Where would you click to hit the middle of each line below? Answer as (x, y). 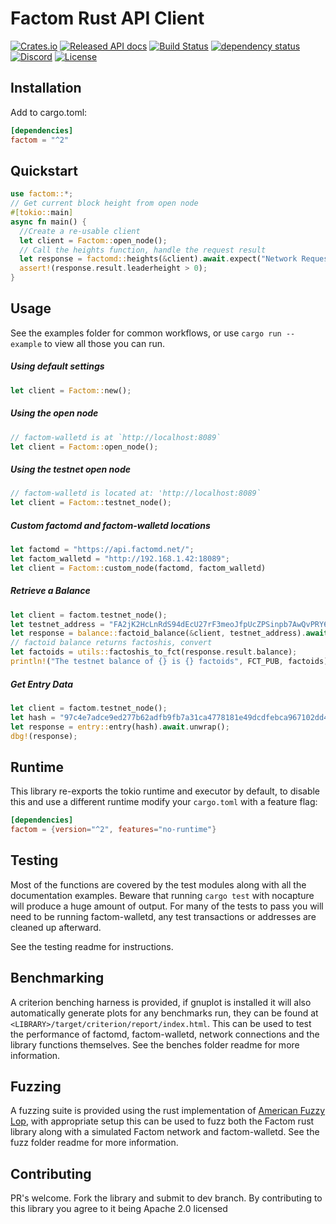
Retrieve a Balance (50, 591)
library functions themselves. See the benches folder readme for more (155, 1044)
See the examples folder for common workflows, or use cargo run (146, 333)
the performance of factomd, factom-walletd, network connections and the (165, 1034)
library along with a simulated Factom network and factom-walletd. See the (165, 1132)
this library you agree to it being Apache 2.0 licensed (119, 1209)
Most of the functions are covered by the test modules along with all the (158, 884)
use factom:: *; (42, 194)
